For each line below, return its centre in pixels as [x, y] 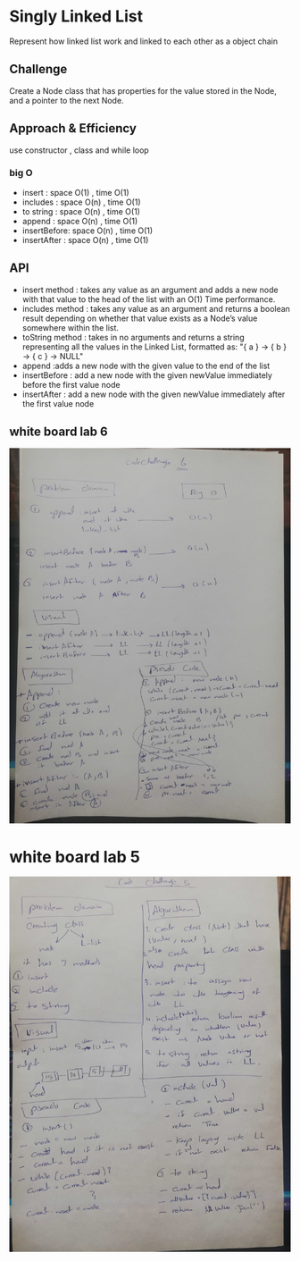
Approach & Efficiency [73, 128]
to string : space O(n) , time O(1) [81, 211]
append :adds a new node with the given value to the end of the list [146, 366]
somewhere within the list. [70, 327]
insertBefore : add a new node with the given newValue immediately [147, 375]
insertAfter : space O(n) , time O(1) [85, 240]
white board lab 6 [59, 432]
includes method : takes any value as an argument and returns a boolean [156, 308]
